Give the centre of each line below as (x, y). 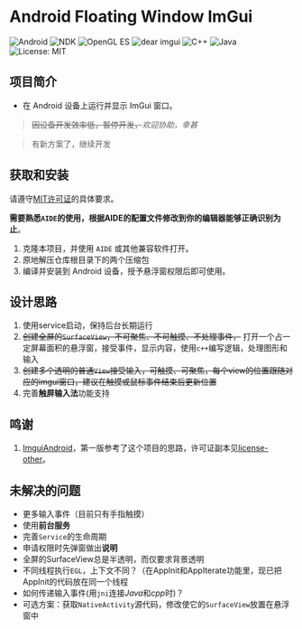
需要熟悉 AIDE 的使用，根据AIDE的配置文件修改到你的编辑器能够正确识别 (141, 218)
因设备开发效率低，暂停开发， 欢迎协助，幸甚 (114, 125)
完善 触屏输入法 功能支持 (66, 393)
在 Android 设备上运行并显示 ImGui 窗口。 (100, 105)
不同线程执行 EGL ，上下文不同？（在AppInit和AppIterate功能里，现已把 (152, 570)
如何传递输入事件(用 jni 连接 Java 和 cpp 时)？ (103, 593)
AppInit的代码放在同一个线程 (75, 582)
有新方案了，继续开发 (71, 144)
